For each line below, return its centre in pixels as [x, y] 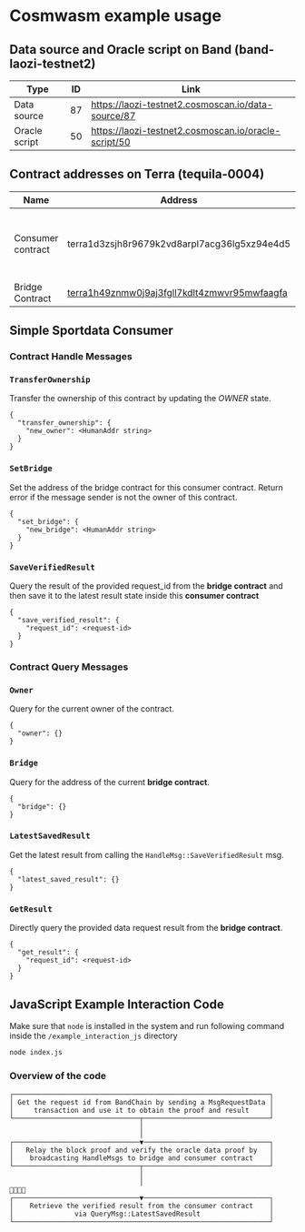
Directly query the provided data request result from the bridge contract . [146, 928]
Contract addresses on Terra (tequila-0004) [137, 174]
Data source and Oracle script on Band [121, 50]
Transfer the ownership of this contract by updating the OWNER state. [141, 399]
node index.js [36, 1052]
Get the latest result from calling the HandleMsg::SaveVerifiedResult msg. [147, 854]
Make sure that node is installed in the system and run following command [147, 1025]
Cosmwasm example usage [116, 16]
